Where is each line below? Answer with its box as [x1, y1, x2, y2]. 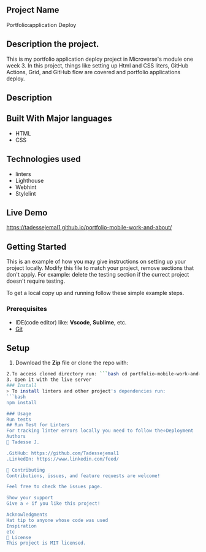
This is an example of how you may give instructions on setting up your [6, 258, 186, 266]
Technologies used [6, 154, 81, 164]
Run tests [6, 416, 32, 423]
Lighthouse [15, 177, 44, 184]
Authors [6, 434, 26, 440]
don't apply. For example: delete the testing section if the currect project [6, 271, 189, 278]
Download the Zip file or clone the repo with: [15, 359, 129, 367]
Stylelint [15, 190, 36, 197]
